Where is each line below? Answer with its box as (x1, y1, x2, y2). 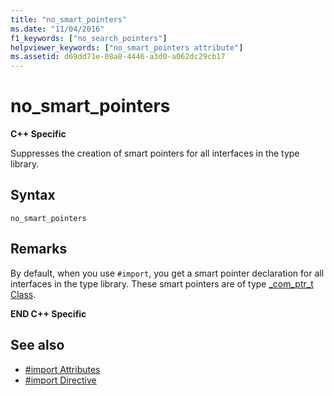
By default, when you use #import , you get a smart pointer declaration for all (10, 267, 325, 279)
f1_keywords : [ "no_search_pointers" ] (10, 33, 168, 43)
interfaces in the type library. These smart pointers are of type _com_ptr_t (10, 277, 314, 290)
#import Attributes (24, 363, 101, 375)
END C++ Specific (10, 307, 87, 320)
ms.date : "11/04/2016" (10, 24, 105, 34)
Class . (10, 288, 37, 300)
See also (10, 337, 65, 354)
